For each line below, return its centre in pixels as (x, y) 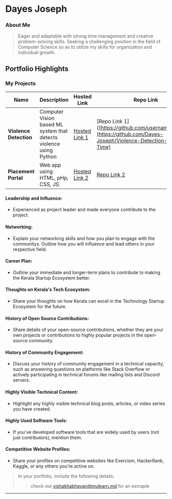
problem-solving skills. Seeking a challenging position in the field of (89, 42)
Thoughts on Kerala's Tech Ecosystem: (48, 290)
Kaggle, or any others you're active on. (53, 466)
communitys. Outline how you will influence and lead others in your (83, 244)
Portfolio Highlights (37, 69)
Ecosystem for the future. (39, 306)
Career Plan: (19, 261)
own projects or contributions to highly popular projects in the (78, 335)
